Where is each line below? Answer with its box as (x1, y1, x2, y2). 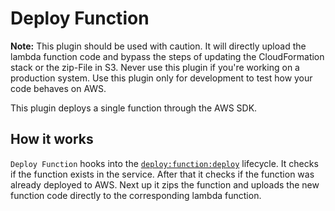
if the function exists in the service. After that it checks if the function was (10, 168, 315, 180)
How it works (10, 131, 94, 148)
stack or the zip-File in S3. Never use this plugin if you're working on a (10, 61, 300, 73)
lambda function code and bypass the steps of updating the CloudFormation (10, 50, 325, 62)
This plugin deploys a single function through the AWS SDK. (10, 102, 258, 114)
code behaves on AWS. (10, 82, 107, 94)
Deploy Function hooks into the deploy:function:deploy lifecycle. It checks (10, 157, 319, 169)
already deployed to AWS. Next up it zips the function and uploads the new (10, 178, 320, 191)
